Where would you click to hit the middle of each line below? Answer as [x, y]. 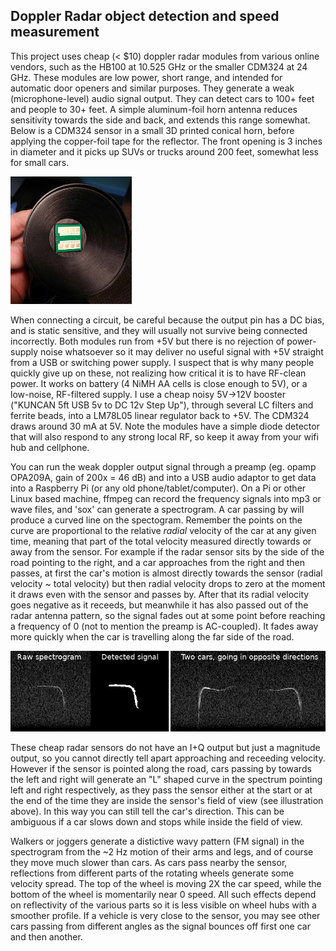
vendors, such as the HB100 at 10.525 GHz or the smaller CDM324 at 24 [159, 66]
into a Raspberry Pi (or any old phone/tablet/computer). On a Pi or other [158, 488]
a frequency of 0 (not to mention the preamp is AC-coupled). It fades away [164, 626]
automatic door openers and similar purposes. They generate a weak [152, 88]
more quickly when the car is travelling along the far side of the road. [152, 636]
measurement [55, 32]
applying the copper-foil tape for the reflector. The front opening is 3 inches [166, 141]
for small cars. [40, 162]
